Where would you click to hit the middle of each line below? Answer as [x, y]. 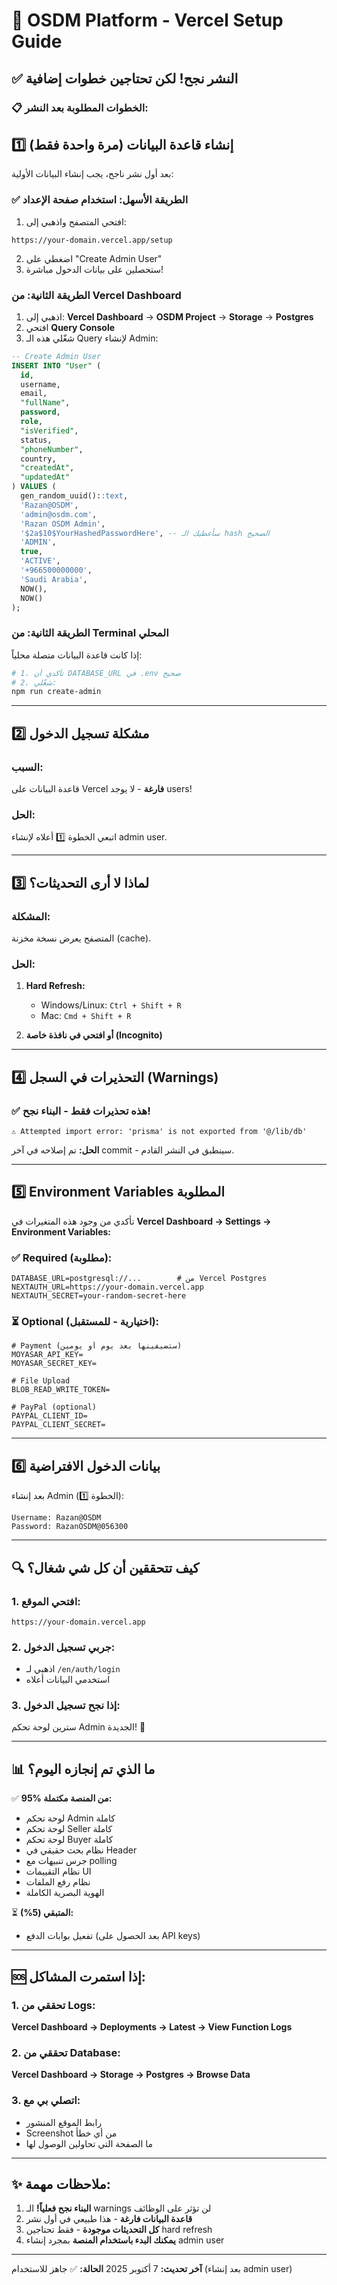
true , [32, 552]
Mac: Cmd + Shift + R [86, 1016]
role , [32, 422]
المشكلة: [31, 916]
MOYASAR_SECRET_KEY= [54, 1364]
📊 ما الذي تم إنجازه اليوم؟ [83, 1769]
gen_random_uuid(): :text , [74, 496]
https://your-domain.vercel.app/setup [92, 240]
